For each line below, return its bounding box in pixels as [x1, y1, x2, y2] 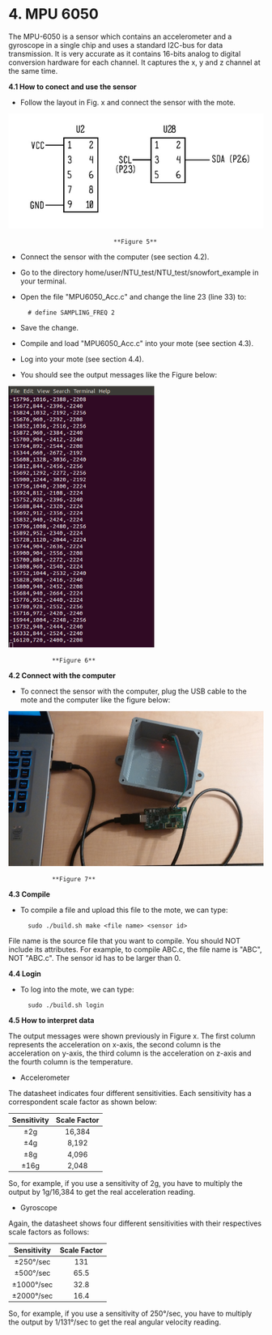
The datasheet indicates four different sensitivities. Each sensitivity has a [8, 1089, 253, 1098]
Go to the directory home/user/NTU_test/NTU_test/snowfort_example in [19, 268, 259, 278]
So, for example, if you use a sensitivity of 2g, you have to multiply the [8, 1179, 243, 1188]
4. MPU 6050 [8, 5, 99, 23]
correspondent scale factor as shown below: [8, 1097, 158, 1107]
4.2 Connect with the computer [8, 671, 116, 680]
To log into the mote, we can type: [19, 985, 135, 995]
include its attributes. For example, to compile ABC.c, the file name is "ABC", [8, 945, 262, 954]
